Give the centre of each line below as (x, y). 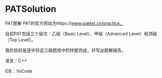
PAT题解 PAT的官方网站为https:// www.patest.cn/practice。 (65, 23)
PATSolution (31, 9)
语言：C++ (16, 60)
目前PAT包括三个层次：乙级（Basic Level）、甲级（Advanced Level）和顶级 (81, 33)
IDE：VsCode (19, 71)
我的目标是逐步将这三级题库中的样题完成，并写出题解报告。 (65, 50)
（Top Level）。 (20, 40)
